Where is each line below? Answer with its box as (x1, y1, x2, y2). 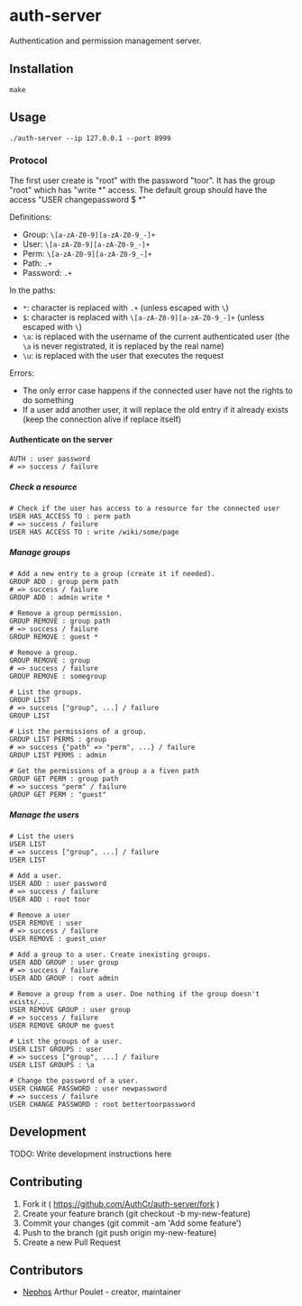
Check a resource (9, 481, 78, 492)
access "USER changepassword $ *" (9, 194, 147, 205)
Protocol (9, 154, 48, 167)
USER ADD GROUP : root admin (9, 973, 119, 982)
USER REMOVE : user (9, 918, 83, 927)
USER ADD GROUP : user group (9, 957, 119, 967)
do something (22, 394, 75, 406)
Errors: (9, 367, 35, 379)
